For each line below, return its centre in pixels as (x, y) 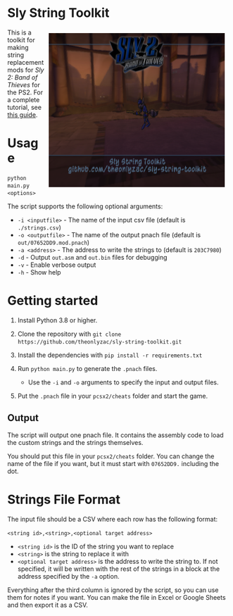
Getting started (53, 301)
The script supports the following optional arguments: (85, 206)
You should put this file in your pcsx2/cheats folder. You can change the (111, 456)
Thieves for (24, 84)
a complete (24, 99)
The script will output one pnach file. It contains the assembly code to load (115, 435)
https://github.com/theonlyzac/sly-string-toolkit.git (100, 342)
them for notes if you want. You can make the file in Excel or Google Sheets (117, 597)
